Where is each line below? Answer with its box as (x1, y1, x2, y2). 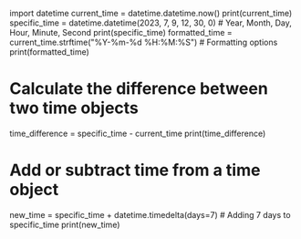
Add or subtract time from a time (9, 160, 261, 181)
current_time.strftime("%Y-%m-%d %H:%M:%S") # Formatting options (9, 36, 278, 47)
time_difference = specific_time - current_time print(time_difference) (9, 128, 266, 139)
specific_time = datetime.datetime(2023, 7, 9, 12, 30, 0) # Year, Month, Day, (9, 17, 292, 28)
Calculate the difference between (9, 78, 269, 99)
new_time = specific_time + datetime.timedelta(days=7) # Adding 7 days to (9, 209, 291, 220)
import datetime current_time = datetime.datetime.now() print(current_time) (9, 8, 293, 18)
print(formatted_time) (9, 47, 89, 57)
